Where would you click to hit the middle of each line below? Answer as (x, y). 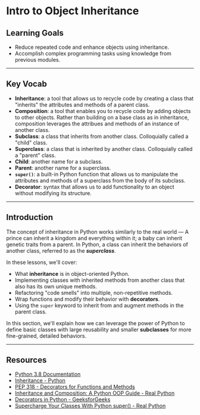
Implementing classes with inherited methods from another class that (100, 280)
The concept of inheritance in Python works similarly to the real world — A (98, 232)
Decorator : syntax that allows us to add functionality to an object (94, 187)
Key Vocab (27, 84)
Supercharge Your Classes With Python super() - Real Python (90, 406)
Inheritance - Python (40, 381)
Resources (26, 360)
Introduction (30, 217)
